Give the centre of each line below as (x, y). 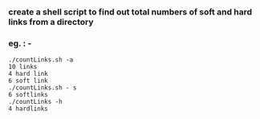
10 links (23, 67)
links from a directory (51, 22)
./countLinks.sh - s (43, 88)
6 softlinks (28, 95)
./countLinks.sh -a (41, 60)
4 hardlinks (28, 109)
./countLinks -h (35, 102)
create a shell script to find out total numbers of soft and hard (130, 12)
